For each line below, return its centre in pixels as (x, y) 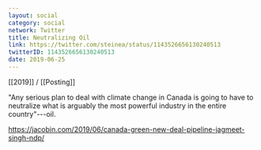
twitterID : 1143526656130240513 (61, 52)
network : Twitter (37, 30)
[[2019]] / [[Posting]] (42, 82)
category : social (37, 23)
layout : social (33, 15)
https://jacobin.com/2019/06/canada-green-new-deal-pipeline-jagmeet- (127, 129)
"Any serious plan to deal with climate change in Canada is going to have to (131, 97)
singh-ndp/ (26, 137)
